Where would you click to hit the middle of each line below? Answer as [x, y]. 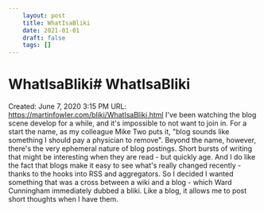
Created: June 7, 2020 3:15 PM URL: [68, 106]
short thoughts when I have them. [63, 199]
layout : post [44, 15]
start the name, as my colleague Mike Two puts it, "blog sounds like [119, 132]
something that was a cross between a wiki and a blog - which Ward [120, 183]
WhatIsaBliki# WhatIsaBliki [99, 85]
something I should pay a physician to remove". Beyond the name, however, [132, 141]
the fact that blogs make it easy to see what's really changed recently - [125, 166]
